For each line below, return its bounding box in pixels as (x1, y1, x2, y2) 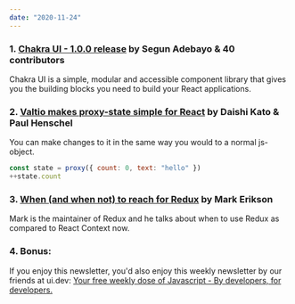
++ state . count (9, 172, 62, 181)
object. (9, 146, 36, 157)
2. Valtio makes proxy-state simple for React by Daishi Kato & (9, 105, 280, 118)
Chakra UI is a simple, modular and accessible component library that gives (9, 73, 287, 85)
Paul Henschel (9, 117, 73, 129)
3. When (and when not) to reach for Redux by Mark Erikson (9, 193, 274, 205)
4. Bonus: (9, 245, 52, 258)
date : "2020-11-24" (9, 12, 82, 22)
